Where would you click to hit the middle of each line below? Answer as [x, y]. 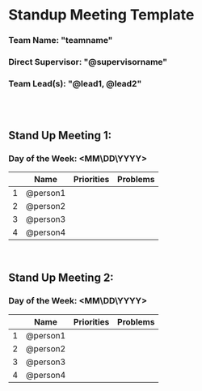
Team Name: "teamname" [61, 40]
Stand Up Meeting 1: [60, 135]
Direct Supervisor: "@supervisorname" [88, 62]
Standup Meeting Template [101, 15]
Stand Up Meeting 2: [61, 278]
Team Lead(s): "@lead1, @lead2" [75, 83]
